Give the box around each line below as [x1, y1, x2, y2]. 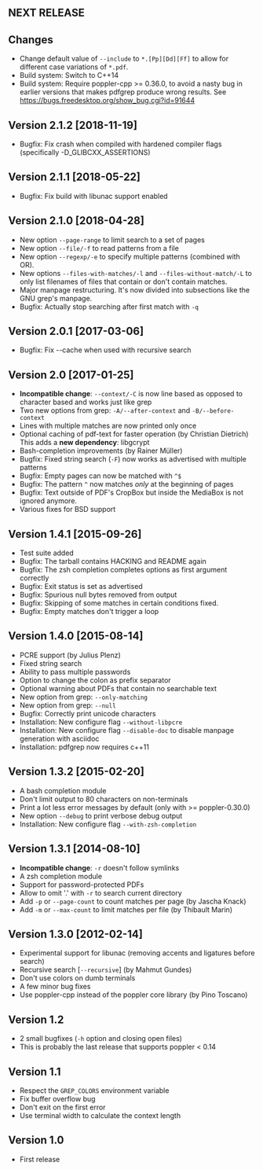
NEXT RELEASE [8, 6, 85, 20]
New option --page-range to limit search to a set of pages [19, 235, 206, 245]
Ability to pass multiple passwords [19, 667, 131, 676]
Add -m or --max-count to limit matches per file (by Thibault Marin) [19, 904, 233, 914]
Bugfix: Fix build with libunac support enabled [19, 191, 168, 201]
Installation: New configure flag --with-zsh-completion [19, 819, 197, 829]
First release [19, 1154, 60, 1164]
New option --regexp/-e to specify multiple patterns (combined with [19, 252, 241, 261]
